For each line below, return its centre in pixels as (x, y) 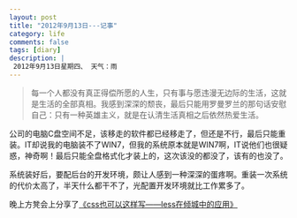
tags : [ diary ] (35, 50)
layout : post (33, 17)
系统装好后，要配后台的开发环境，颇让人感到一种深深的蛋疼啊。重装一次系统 (148, 174)
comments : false (39, 42)
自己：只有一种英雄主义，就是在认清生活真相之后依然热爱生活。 (147, 115)
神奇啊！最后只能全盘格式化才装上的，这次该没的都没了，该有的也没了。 (156, 155)
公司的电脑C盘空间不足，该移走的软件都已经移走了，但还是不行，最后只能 (144, 133)
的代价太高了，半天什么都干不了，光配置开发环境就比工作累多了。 (129, 185)
